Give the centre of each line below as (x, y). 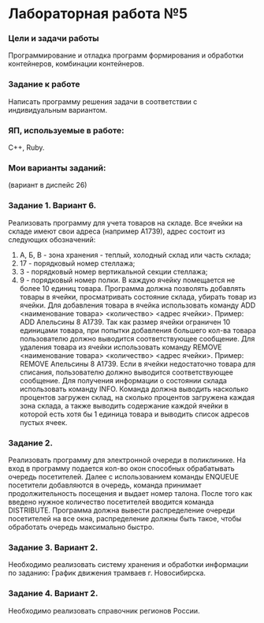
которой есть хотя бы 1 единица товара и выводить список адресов (134, 414)
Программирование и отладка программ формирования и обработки (126, 55)
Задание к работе (44, 84)
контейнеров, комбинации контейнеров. (76, 64)
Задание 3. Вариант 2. (53, 547)
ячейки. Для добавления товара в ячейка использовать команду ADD (138, 305)
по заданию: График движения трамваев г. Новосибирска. (107, 573)
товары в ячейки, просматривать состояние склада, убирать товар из (138, 297)
